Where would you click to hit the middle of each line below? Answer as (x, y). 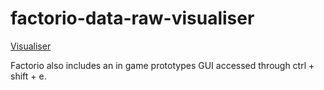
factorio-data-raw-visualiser (132, 18)
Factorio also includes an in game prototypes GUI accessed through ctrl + (162, 65)
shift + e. (28, 76)
